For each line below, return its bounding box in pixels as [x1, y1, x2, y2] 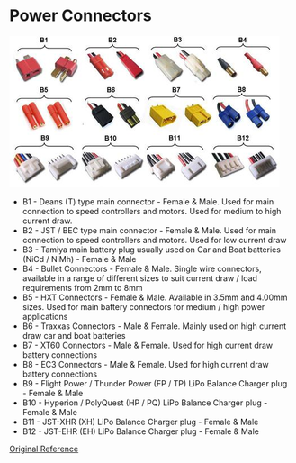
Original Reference [9, 443, 79, 454]
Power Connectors [9, 5, 152, 26]
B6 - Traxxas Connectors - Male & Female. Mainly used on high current [22, 321, 287, 331]
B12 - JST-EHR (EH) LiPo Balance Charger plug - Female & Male [22, 425, 259, 437]
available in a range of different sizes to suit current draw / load [22, 272, 258, 284]
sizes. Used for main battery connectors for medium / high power [22, 301, 265, 312]
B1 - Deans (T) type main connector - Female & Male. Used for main [22, 195, 274, 207]
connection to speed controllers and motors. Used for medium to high [22, 205, 282, 216]
